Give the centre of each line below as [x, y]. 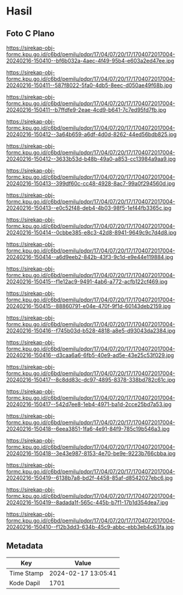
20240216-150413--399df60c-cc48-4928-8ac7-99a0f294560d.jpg [91, 183]
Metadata [25, 546]
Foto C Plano [30, 34]
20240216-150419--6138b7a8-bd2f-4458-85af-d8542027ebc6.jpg [89, 478]
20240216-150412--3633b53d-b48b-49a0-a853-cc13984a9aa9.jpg [91, 159]
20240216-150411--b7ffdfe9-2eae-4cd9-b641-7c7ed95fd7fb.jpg [86, 110]
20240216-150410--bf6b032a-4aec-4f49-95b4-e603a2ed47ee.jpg [90, 61]
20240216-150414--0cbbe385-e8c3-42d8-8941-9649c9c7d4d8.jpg [91, 233]
